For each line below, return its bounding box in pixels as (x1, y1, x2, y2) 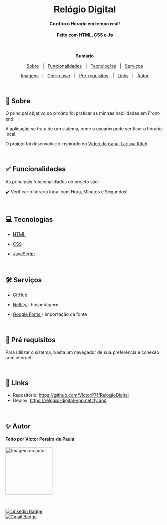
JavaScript (12, 251, 35, 257)
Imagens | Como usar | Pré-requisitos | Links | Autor (21, 72, 149, 79)
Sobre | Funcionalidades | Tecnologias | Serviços (26, 63, 143, 69)
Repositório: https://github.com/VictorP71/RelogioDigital (12, 392, 129, 398)
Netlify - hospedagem (12, 302, 59, 308)
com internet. (5, 355, 33, 361)
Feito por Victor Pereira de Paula (5, 436, 75, 442)
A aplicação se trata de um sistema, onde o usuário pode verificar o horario (5, 125, 162, 132)
